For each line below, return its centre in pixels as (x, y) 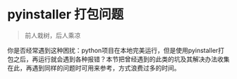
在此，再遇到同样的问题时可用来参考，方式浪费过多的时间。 (94, 68)
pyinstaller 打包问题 (66, 14)
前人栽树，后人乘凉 (53, 35)
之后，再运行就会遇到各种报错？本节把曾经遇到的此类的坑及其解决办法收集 (121, 59)
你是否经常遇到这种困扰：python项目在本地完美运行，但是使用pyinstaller (113, 50)
